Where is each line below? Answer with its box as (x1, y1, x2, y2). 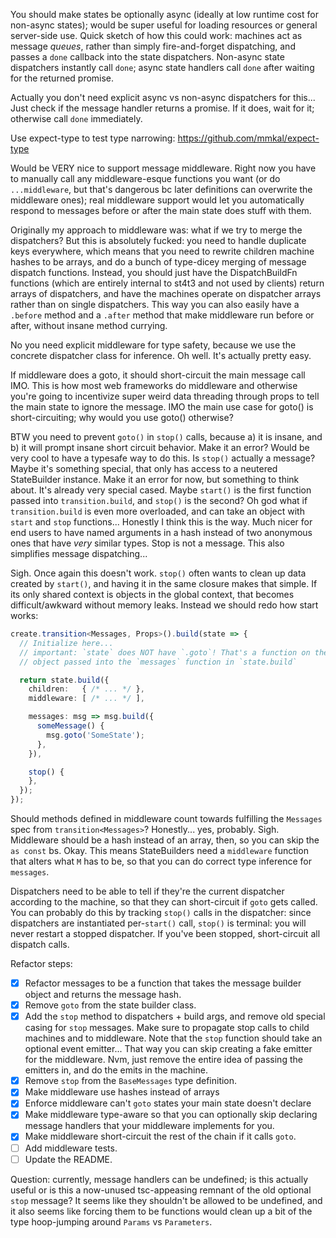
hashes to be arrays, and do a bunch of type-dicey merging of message (10, 256, 307, 268)
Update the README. (24, 1153, 113, 1165)
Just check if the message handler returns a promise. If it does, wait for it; (10, 102, 315, 114)
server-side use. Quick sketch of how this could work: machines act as (10, 30, 303, 41)
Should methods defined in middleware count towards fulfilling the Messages (10, 813, 323, 824)
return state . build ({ (19, 675, 110, 685)
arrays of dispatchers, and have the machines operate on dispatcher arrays (10, 288, 322, 299)
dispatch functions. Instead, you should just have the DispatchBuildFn (10, 267, 298, 278)
